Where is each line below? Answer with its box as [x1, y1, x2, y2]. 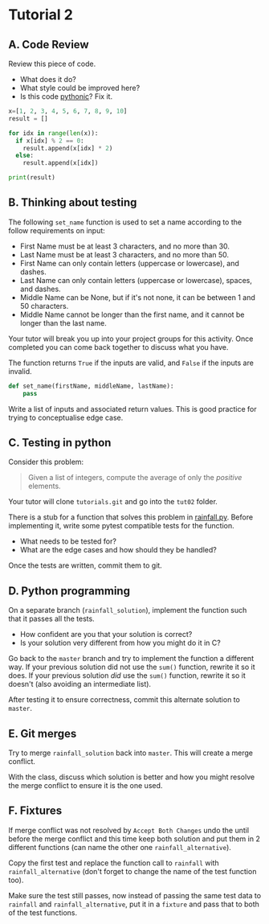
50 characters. [19, 301, 69, 310]
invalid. [8, 366, 32, 376]
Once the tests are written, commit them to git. [8, 561, 162, 570]
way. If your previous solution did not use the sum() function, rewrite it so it [8, 662, 255, 672]
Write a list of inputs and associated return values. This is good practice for [8, 404, 257, 413]
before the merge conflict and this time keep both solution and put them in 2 [8, 834, 261, 844]
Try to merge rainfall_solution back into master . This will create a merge [8, 748, 254, 758]
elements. [27, 481, 62, 491]
